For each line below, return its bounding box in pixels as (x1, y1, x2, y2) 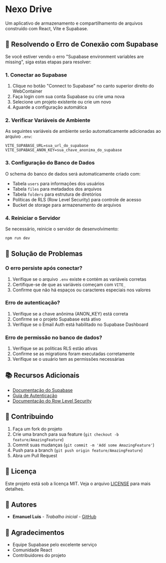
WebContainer (12, 88, 43, 94)
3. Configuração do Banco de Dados (5, 159, 95, 167)
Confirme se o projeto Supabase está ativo (12, 316, 101, 322)
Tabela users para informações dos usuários (12, 180, 104, 187)
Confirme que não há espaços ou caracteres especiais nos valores (12, 287, 151, 293)
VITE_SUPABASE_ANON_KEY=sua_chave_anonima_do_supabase (5, 147, 122, 153)
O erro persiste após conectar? (5, 265, 83, 272)
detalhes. (5, 486, 25, 492)
